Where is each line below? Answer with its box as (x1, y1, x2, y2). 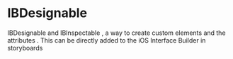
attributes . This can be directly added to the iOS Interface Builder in (7, 36, 206, 44)
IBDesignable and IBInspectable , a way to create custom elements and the (7, 28, 226, 37)
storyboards (7, 43, 43, 52)
